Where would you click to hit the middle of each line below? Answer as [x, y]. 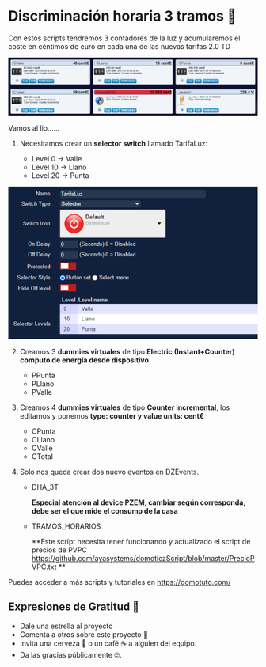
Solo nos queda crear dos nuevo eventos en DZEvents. [109, 472]
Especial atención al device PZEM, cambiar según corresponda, [139, 502]
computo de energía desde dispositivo [84, 360]
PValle [42, 392]
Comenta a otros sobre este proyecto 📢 [84, 634]
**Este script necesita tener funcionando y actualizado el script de [141, 541]
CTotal [42, 456]
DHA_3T [45, 487]
